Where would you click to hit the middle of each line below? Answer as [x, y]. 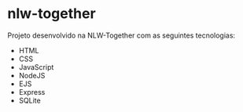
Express [32, 92]
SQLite [29, 100]
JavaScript [36, 67]
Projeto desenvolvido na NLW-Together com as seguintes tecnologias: [121, 35]
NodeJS [32, 75]
